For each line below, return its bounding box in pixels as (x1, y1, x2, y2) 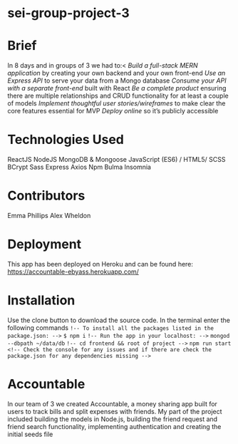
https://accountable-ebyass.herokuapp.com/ (7, 267, 139, 276)
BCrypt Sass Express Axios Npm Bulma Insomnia (7, 162, 152, 172)
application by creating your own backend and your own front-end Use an (7, 69, 226, 78)
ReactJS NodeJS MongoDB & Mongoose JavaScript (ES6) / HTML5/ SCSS (7, 155, 226, 164)
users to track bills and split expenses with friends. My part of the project (7, 407, 222, 415)
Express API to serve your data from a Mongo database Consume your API (7, 76, 227, 85)
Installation (7, 292, 76, 309)
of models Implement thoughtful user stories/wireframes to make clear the (7, 99, 226, 108)
